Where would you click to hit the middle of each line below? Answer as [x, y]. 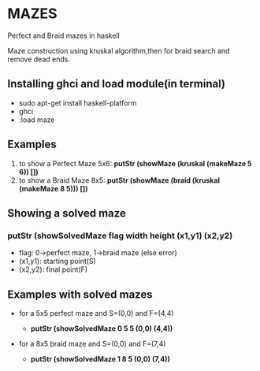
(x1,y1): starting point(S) [57, 262]
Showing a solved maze [67, 213]
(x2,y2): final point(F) [53, 269]
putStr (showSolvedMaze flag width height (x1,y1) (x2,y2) [120, 236]
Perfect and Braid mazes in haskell [63, 35]
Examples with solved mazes [80, 294]
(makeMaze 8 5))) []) [53, 188]
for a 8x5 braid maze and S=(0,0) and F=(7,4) [92, 344]
